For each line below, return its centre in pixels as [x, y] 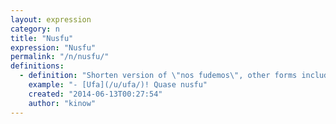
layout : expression [51, 19]
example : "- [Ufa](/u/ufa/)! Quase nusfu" [118, 85]
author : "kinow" [62, 103]
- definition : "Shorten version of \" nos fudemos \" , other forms [158, 76]
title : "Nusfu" [42, 38]
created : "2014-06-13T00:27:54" [95, 94]
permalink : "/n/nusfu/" [60, 57]
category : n [35, 29]
